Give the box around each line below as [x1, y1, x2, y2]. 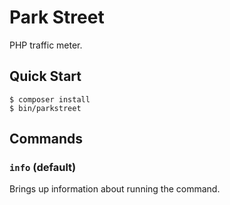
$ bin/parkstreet [9, 103, 82, 113]
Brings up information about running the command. [9, 183, 221, 195]
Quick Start [9, 68, 82, 85]
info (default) [9, 161, 77, 175]
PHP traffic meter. [9, 39, 83, 51]
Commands [9, 131, 84, 148]
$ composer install [9, 94, 91, 105]
